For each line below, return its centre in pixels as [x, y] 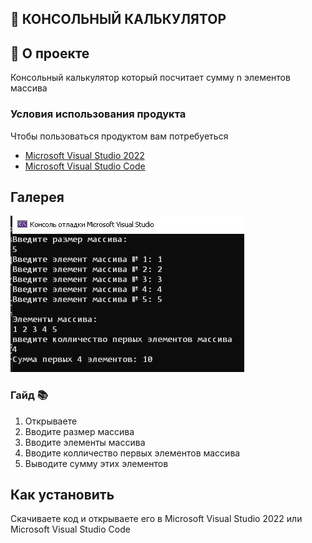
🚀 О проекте [50, 53]
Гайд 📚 [29, 395]
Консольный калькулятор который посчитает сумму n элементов [150, 78]
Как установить [62, 495]
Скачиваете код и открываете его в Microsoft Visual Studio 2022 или [156, 519]
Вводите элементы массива [85, 442]
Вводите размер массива [79, 431]
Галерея [37, 197]
